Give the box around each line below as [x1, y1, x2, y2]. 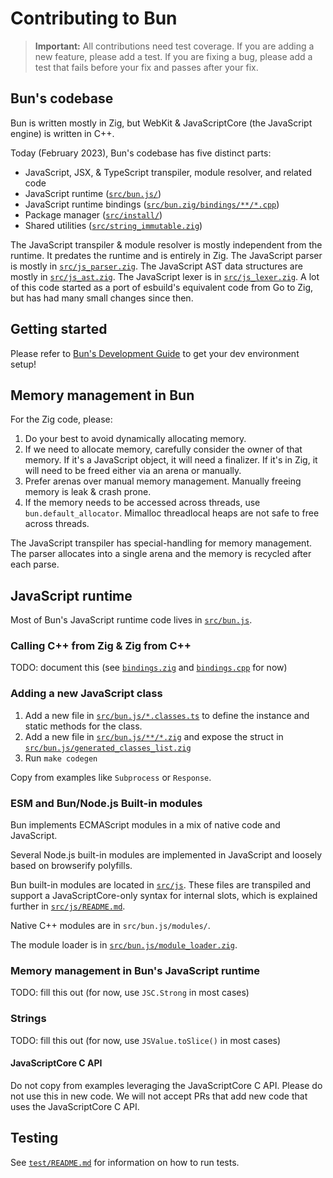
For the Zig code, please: [10, 413, 113, 426]
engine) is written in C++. [10, 127, 115, 139]
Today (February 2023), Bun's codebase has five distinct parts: [10, 147, 272, 159]
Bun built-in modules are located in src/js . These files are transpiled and [10, 879, 312, 891]
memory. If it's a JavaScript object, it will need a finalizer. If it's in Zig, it [24, 454, 318, 466]
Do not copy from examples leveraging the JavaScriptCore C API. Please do [10, 1079, 323, 1091]
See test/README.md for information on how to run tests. [10, 1156, 240, 1168]
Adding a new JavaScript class [10, 687, 163, 701]
